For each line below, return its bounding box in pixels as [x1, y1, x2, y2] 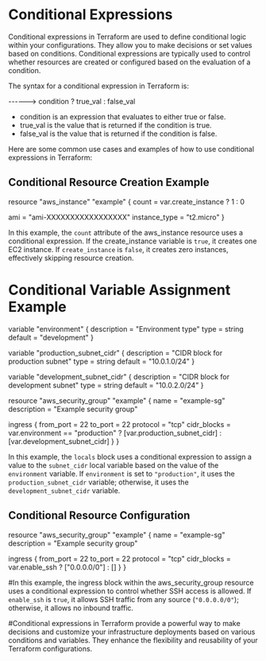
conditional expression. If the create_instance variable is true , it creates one [8, 236, 257, 246]
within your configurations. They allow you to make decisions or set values [8, 40, 253, 49]
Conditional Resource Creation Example [8, 176, 210, 189]
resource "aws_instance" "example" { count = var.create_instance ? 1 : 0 [8, 196, 245, 206]
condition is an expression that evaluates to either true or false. [19, 111, 226, 121]
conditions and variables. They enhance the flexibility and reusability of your [8, 635, 258, 645]
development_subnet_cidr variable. [8, 485, 121, 495]
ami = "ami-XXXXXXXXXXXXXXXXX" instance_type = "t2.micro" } [8, 212, 225, 222]
